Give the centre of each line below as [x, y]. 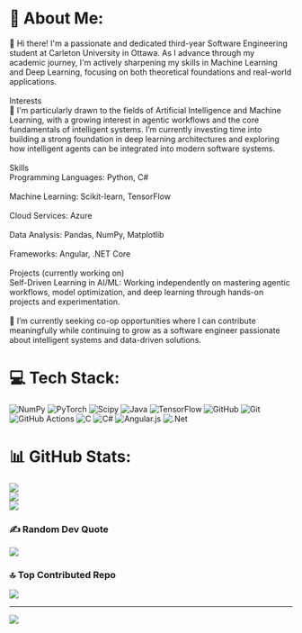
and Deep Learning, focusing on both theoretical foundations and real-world [151, 72]
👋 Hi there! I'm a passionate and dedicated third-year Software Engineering [148, 43]
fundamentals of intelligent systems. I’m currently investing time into [136, 129]
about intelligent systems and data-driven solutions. [106, 339]
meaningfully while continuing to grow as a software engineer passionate [145, 330]
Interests [26, 100]
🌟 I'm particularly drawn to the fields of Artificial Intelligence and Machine [145, 110]
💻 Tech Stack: [65, 378]
